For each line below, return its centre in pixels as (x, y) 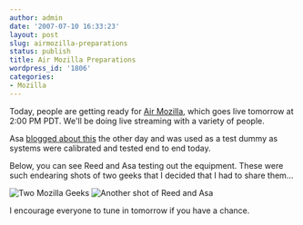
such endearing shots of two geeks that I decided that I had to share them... (151, 175)
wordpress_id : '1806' (50, 69)
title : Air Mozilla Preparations (73, 60)
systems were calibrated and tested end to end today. (110, 148)
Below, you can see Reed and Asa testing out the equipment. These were (146, 165)
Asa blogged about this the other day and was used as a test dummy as (144, 138)
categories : (32, 77)
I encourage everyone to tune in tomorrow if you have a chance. (130, 210)
